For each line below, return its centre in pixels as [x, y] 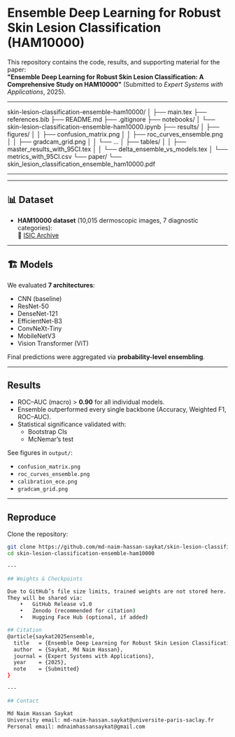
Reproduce [32, 517]
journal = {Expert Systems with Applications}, [84, 656]
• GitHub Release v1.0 [56, 604]
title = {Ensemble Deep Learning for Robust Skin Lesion [101, 643]
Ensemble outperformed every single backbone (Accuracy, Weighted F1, [122, 409]
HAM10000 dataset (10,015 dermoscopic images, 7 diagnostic [108, 220]
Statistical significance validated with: [72, 424]
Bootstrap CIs [48, 432]
